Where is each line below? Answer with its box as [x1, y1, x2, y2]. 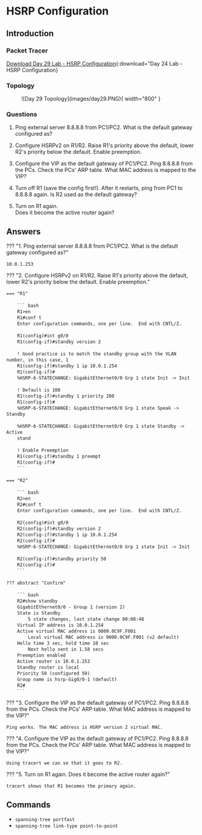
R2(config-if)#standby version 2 [17, 526, 101, 532]
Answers [6, 226, 41, 236]
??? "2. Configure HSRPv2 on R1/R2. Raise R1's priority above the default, [6, 272, 188, 279]
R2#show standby [17, 598, 58, 604]
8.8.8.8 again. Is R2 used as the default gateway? [14, 191, 137, 198]
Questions [6, 110, 37, 119]
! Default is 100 [17, 387, 61, 393]
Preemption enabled [17, 652, 66, 658]
